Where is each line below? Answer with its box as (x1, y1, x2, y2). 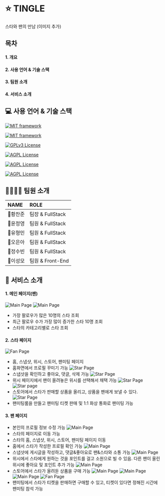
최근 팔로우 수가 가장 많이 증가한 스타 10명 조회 (12, 318, 103, 325)
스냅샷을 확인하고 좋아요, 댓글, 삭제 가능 (12, 371, 89, 377)
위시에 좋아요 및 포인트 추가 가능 (12, 462, 75, 468)
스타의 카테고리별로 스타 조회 (12, 325, 68, 331)
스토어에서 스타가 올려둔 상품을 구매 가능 (12, 468, 91, 474)
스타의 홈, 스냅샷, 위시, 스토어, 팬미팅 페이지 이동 (12, 437, 107, 443)
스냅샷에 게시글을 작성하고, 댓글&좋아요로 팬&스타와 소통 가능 (12, 449, 131, 455)
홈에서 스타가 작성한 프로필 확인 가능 (12, 443, 83, 449)
